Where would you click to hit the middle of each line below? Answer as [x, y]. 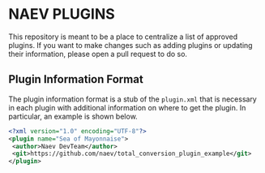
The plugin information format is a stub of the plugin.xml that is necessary [132, 99]
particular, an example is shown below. [73, 116]
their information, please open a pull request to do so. [98, 54]
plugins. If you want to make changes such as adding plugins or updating [130, 45]
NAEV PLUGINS [62, 14]
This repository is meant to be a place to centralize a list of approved [123, 37]
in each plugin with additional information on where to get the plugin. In [127, 107]
